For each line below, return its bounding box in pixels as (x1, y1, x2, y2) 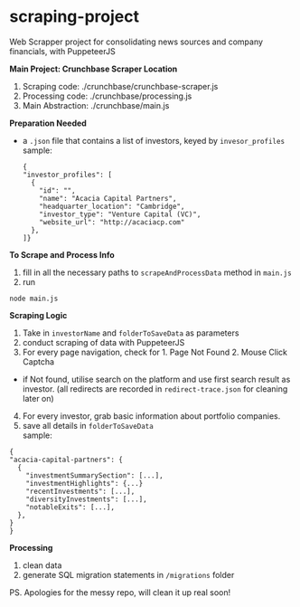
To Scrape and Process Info (9, 249, 115, 260)
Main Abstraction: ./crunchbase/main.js (22, 100, 170, 110)
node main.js (9, 294, 59, 303)
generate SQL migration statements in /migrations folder (22, 569, 235, 580)
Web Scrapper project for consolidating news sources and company (9, 36, 264, 47)
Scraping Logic (9, 309, 68, 320)
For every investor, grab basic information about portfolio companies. (22, 410, 281, 422)
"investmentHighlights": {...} (25, 479, 144, 488)
